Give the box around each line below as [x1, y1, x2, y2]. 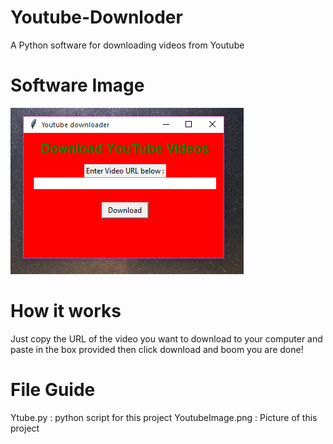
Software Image [10, 74, 145, 97]
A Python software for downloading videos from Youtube [10, 39, 245, 51]
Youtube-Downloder [10, 6, 183, 29]
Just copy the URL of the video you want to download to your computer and [10, 332, 323, 345]
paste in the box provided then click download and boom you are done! [10, 343, 304, 355]
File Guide [10, 379, 96, 401]
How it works [10, 300, 122, 323]
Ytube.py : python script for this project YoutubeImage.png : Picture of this [10, 411, 318, 423]
